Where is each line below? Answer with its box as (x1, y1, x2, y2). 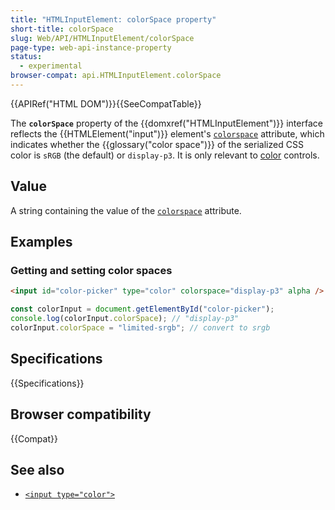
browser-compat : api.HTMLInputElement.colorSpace (10, 71, 222, 81)
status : (10, 52, 43, 62)
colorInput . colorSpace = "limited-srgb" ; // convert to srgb (10, 323, 271, 333)
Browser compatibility (10, 406, 152, 423)
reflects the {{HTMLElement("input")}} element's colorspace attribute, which (10, 127, 325, 140)
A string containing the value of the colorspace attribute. (10, 204, 242, 216)
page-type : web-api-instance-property (10, 42, 172, 53)
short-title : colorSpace (10, 24, 114, 34)
